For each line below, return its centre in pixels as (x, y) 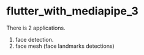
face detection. (34, 39)
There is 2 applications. (36, 28)
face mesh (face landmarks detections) (65, 46)
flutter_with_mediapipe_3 (73, 11)
